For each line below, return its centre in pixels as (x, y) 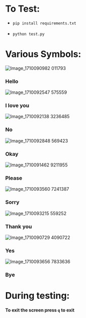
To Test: (23, 9)
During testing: (37, 296)
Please (14, 178)
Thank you (18, 226)
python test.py (29, 34)
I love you (17, 105)
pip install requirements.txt (45, 23)
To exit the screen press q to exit (40, 310)
